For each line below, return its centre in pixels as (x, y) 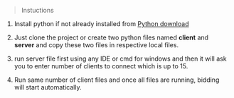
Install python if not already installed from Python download (101, 24)
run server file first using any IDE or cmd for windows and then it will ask (120, 59)
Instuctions (38, 10)
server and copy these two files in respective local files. (96, 45)
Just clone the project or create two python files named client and (111, 37)
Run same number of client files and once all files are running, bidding (117, 80)
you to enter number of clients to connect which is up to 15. (101, 66)
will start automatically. (48, 87)
